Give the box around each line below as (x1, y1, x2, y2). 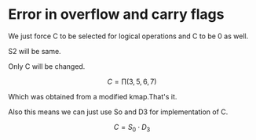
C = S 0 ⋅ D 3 (113, 122, 151, 134)
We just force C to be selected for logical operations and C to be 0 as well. (8, 31, 249, 41)
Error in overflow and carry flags (8, 5, 225, 23)
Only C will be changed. (8, 61, 86, 71)
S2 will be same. (8, 46, 61, 56)
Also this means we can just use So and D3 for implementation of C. (8, 107, 229, 117)
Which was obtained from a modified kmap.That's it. (8, 92, 177, 101)
